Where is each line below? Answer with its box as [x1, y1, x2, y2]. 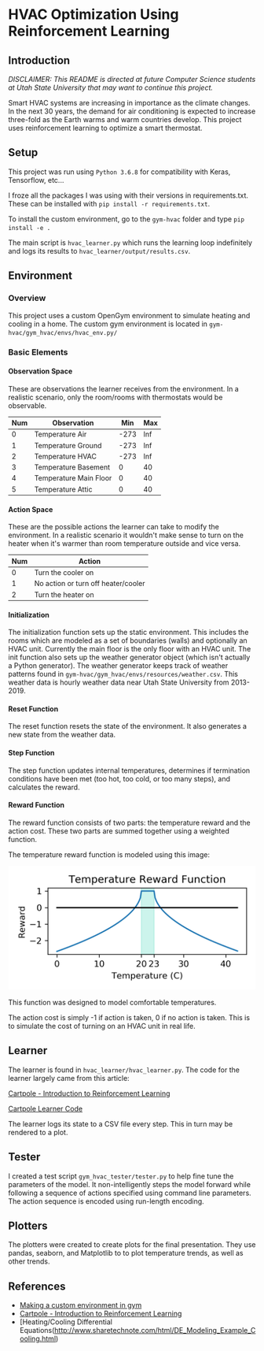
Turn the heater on [34, 589, 94, 599]
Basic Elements [8, 347, 68, 358]
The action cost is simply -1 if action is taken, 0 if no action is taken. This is [8, 1012, 250, 1022]
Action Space [8, 504, 53, 514]
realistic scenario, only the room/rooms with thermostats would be [8, 392, 223, 402]
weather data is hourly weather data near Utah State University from [8, 677, 229, 687]
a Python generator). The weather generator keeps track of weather [8, 661, 229, 670]
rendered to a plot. [8, 1127, 68, 1137]
